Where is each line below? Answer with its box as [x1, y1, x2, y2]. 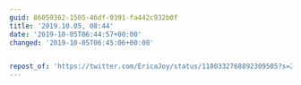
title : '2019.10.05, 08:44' [9, 21, 115, 30]
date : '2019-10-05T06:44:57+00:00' [9, 30, 142, 38]
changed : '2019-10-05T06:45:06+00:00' [9, 38, 154, 47]
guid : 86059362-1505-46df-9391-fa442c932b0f [9, 13, 178, 22]
